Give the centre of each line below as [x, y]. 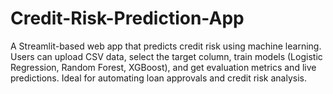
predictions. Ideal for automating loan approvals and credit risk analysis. [158, 78]
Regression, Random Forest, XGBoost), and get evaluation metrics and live [163, 67]
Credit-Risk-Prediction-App [127, 18]
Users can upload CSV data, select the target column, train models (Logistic [166, 56]
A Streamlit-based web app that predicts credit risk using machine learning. [166, 46]
